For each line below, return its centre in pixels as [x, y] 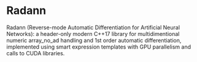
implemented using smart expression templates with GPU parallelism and [99, 47]
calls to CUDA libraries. [36, 53]
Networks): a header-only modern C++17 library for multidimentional [93, 33]
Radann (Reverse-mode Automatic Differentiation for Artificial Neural [93, 27]
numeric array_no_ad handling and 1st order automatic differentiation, [94, 40]
